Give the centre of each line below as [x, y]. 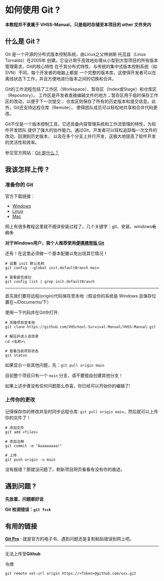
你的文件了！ [18, 418]
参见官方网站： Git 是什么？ [32, 153]
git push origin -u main [30, 460]
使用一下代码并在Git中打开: [32, 313]
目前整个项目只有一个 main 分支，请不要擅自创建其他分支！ [64, 375]
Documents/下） [34, 302]
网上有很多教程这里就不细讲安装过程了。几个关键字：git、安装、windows [79, 227]
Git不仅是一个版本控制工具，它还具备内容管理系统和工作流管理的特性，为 [79, 124]
